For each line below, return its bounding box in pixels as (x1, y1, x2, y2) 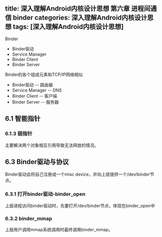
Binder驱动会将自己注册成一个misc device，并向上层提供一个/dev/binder (5, 171, 150, 178)
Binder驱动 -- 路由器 (12, 82, 53, 88)
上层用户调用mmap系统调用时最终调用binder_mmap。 (5, 226, 113, 232)
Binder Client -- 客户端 (12, 93, 57, 99)
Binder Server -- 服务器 (12, 99, 59, 105)
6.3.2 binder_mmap (5, 215, 52, 222)
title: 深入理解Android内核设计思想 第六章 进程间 (5, 4, 151, 13)
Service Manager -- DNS (12, 87, 62, 93)
